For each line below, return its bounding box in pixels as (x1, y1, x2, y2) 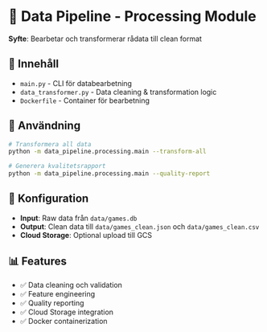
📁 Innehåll (8, 57, 59, 71)
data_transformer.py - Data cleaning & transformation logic (19, 87, 217, 96)
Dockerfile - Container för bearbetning (19, 96, 150, 105)
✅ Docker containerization (19, 316, 108, 326)
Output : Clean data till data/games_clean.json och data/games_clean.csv (19, 221, 260, 232)
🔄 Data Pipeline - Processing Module (8, 7, 257, 26)
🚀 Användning (8, 119, 81, 133)
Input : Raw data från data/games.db (19, 213, 138, 223)
